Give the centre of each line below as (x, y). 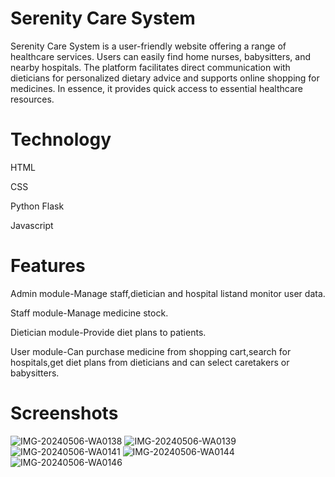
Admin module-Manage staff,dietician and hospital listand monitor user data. (168, 293)
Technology (61, 139)
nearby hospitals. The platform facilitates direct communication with (150, 67)
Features (48, 266)
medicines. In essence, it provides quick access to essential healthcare (157, 88)
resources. (32, 99)
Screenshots (64, 413)
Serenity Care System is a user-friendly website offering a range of (148, 46)
